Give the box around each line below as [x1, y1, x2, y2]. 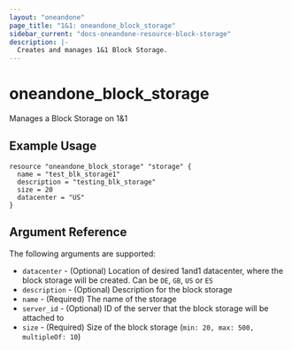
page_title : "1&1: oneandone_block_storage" [9, 21, 176, 30]
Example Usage [9, 139, 97, 154]
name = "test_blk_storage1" [17, 170, 121, 179]
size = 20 [17, 185, 53, 194]
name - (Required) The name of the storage [21, 293, 177, 304]
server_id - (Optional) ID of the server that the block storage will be [21, 302, 269, 314]
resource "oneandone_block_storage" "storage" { [9, 162, 192, 171]
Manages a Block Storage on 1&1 [9, 113, 128, 124]
